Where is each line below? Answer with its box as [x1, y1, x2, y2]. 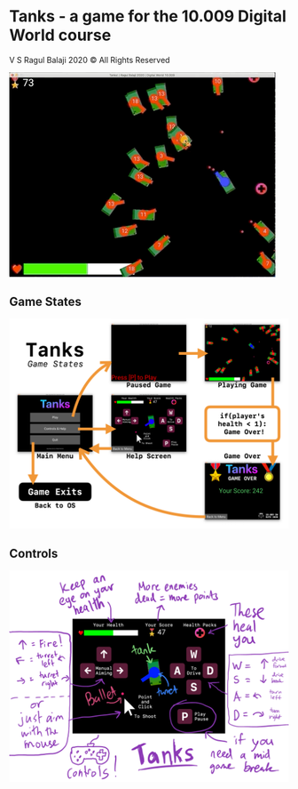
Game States [9, 294, 82, 310]
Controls [9, 546, 59, 561]
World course [9, 25, 112, 45]
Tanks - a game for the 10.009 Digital [9, 6, 286, 27]
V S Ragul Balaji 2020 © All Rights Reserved [9, 54, 170, 65]
